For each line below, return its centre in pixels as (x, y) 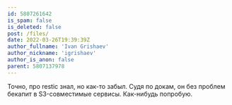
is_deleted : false (34, 27)
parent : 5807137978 (36, 66)
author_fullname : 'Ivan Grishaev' (58, 47)
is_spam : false (30, 20)
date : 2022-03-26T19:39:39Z (49, 40)
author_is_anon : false (41, 60)
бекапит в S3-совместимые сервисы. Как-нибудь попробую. (100, 94)
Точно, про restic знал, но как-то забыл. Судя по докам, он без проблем (116, 86)
